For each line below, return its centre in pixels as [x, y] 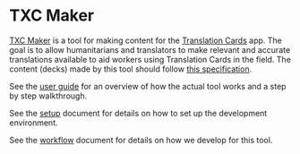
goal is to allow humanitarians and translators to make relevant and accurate [150, 49]
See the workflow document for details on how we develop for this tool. [141, 140]
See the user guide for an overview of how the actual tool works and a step [148, 86]
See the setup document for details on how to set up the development [138, 113]
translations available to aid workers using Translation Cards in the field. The [150, 59]
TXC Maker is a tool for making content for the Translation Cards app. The [146, 40]
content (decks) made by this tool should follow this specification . [131, 69]
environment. [34, 123]
